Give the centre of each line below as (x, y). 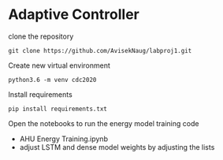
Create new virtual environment (59, 65)
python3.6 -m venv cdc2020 (52, 80)
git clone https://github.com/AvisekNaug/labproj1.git (100, 50)
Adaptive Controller (74, 15)
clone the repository (41, 36)
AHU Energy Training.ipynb (64, 139)
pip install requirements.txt (58, 109)
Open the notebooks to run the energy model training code (104, 123)
